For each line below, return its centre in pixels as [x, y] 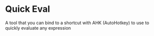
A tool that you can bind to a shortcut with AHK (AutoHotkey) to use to [77, 23]
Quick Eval [28, 9]
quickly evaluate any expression [38, 28]
